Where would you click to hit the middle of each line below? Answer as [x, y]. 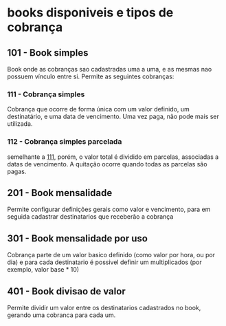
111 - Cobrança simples [46, 94]
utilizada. [20, 124]
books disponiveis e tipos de [90, 13]
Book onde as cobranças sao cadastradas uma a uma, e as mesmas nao [110, 69]
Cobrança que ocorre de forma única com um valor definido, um [99, 109]
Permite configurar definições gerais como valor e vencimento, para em [109, 209]
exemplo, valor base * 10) [43, 270]
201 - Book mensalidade [60, 193]
